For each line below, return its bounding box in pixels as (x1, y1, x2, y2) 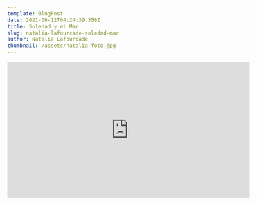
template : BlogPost (7, 10, 64, 17)
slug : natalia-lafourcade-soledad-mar (7, 29, 119, 37)
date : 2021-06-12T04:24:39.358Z (7, 17, 100, 24)
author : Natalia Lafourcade (7, 36, 89, 43)
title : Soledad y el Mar (7, 23, 79, 30)
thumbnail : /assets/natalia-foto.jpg (7, 42, 116, 49)
